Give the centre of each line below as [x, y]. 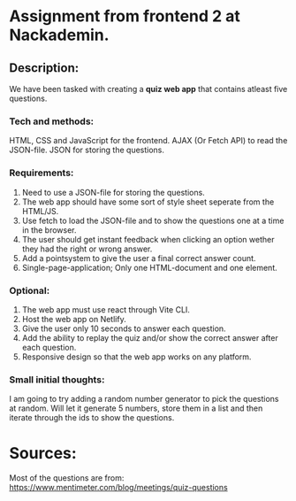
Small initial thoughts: [57, 380]
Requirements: [42, 173]
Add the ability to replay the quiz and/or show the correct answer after [150, 337]
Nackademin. [59, 35]
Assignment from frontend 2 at [125, 16]
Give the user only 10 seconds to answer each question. [124, 328]
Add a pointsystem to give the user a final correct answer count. [139, 258]
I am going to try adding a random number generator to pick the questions [144, 399]
